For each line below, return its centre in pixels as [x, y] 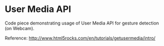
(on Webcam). [20, 28]
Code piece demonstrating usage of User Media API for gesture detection [82, 23]
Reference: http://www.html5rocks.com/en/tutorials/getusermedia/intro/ [80, 38]
